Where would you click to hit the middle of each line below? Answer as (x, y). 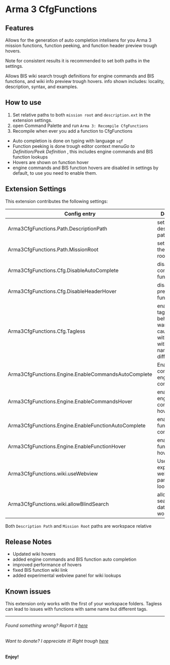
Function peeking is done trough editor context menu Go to (74, 146)
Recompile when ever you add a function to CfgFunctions (72, 131)
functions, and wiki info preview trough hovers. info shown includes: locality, (85, 81)
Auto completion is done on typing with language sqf (68, 141)
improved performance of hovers (47, 565)
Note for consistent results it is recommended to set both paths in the (78, 61)
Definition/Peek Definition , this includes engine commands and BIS (83, 151)
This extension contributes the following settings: (56, 201)
